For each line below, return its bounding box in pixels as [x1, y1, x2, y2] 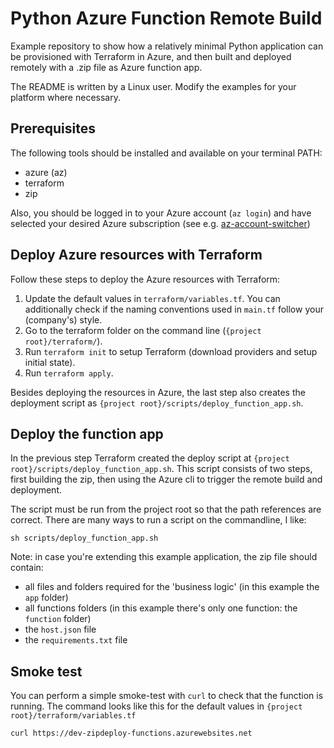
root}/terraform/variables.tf [10, 711, 137, 721]
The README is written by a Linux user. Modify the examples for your [10, 80, 297, 92]
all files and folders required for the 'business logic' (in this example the [24, 581, 320, 593]
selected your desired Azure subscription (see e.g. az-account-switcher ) [10, 217, 311, 229]
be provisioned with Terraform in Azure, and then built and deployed [10, 50, 292, 62]
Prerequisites [10, 120, 96, 137]
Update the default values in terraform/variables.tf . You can [24, 292, 281, 304]
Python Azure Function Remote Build [10, 7, 323, 30]
